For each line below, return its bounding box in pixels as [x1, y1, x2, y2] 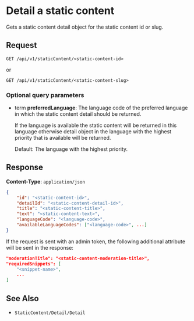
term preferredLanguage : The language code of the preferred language [14, 104, 188, 112]
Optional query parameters [6, 91, 84, 99]
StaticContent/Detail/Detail [14, 310, 86, 316]
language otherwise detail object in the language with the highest [14, 128, 172, 135]
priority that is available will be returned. [14, 134, 111, 141]
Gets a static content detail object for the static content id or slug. [6, 23, 164, 30]
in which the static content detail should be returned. [14, 111, 142, 118]
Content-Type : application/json [6, 178, 86, 185]
